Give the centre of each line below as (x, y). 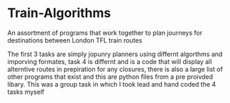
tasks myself (26, 92)
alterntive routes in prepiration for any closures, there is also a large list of (115, 69)
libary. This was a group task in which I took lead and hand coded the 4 (112, 84)
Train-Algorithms (59, 13)
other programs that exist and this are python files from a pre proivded (110, 77)
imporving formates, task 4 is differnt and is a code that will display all (110, 61)
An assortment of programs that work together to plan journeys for (105, 33)
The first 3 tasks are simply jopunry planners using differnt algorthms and (115, 54)
